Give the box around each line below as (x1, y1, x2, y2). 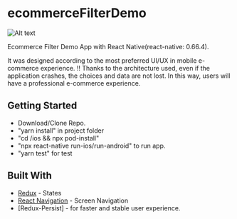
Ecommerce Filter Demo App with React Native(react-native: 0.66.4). (7, 42, 209, 51)
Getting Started (7, 100, 78, 112)
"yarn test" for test (17, 148, 73, 158)
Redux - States (17, 188, 62, 197)
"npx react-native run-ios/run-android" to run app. (17, 141, 166, 150)
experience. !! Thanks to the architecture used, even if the (40, 63, 210, 72)
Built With (7, 170, 52, 182)
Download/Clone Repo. (17, 118, 86, 127)
